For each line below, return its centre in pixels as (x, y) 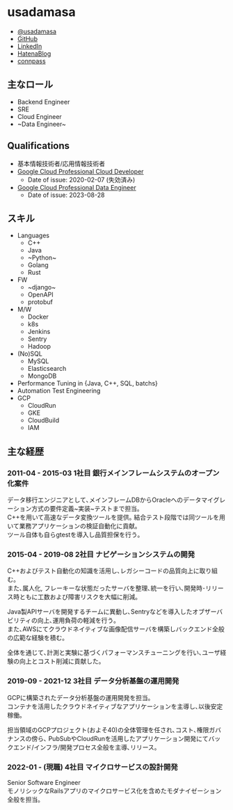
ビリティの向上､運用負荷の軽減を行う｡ (62, 621)
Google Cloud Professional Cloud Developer (80, 171)
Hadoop (39, 347)
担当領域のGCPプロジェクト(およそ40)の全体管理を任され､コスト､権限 (108, 730)
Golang (38, 265)
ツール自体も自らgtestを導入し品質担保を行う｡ (74, 535)
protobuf (40, 302)
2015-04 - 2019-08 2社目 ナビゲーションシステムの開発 (101, 554)
